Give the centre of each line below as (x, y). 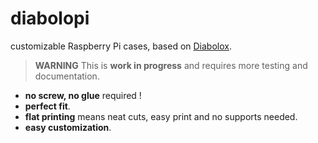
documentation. (67, 76)
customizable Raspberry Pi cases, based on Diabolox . (121, 46)
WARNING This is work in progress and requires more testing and (171, 65)
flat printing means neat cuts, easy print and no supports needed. (161, 116)
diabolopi (50, 18)
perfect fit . (47, 106)
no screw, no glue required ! (83, 95)
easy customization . (68, 127)
